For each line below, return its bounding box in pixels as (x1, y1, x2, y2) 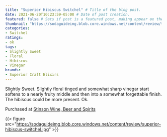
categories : (5, 26, 30, 31)
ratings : (5, 35, 23, 40)
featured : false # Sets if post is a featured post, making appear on (5, 16, 155, 21)
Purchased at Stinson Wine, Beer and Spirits (5, 106, 96, 112)
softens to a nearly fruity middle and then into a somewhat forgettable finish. (5, 91, 162, 97)
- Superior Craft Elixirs (5, 72, 59, 77)
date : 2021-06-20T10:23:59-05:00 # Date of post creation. (5, 12, 130, 17)
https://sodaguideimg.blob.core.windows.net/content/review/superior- (16, 121, 162, 127)
